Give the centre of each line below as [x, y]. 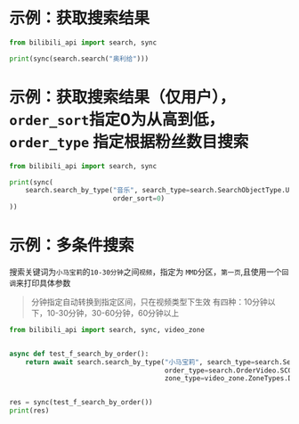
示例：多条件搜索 [72, 245]
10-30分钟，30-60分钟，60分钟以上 [113, 313]
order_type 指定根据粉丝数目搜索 [129, 141]
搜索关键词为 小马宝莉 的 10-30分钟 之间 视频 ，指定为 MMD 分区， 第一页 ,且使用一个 [146, 272]
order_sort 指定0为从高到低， [117, 119]
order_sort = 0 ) [139, 199]
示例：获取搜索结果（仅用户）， [122, 97]
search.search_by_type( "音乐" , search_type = [108, 191]
